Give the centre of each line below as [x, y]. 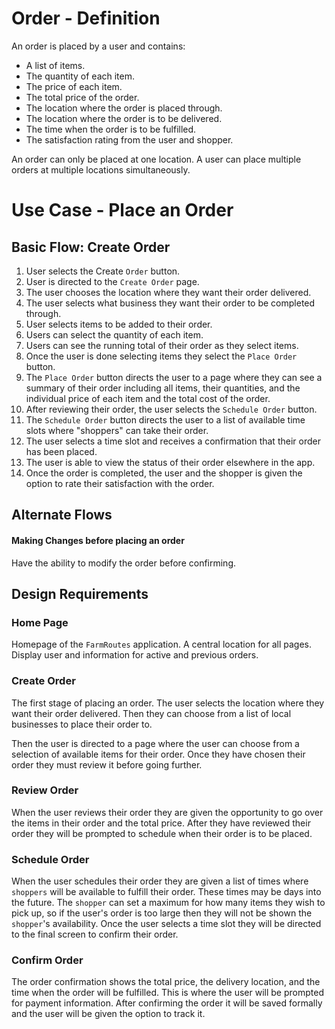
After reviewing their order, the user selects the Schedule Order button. [171, 409]
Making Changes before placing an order [98, 540]
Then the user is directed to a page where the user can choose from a [155, 743]
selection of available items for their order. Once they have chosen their [158, 754]
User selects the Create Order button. [103, 271]
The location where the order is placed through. [124, 108]
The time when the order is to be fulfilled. [111, 129]
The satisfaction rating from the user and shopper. [129, 139]
